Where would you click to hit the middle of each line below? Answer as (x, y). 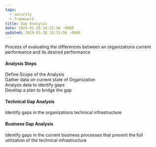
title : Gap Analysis (26, 24)
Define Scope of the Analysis (35, 74)
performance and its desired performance (48, 52)
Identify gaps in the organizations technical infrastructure (63, 112)
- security (21, 14)
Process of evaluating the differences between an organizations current (78, 47)
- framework (22, 19)
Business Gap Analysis (29, 124)
